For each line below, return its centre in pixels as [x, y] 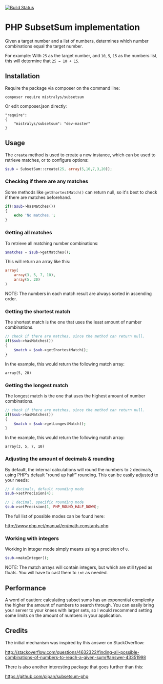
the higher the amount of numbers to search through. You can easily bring [80, 605]
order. [11, 298]
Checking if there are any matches [47, 181]
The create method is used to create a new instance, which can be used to [80, 155]
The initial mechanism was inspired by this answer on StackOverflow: [75, 642]
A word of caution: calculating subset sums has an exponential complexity [80, 600]
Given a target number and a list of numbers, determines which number [77, 41]
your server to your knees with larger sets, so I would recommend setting [79, 611]
